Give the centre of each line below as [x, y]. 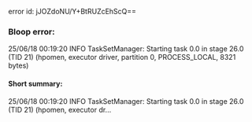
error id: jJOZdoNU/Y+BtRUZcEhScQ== [72, 11]
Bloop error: [31, 31]
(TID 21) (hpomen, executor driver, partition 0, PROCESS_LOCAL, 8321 [122, 57]
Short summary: [35, 83]
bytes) [19, 65]
